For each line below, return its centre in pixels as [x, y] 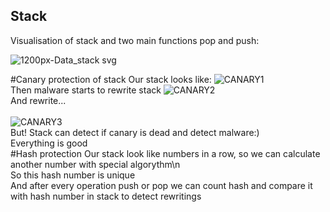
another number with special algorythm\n [95, 164]
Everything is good [49, 143]
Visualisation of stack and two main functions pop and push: [135, 40]
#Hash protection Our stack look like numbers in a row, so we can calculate [165, 153]
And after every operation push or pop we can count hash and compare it [161, 185]
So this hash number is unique [73, 175]
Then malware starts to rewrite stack [86, 90]
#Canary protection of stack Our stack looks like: [111, 79]
